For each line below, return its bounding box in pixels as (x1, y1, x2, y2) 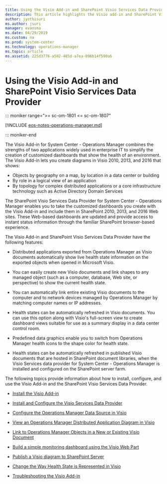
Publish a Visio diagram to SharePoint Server (12, 454, 104, 460)
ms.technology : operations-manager (5, 44, 79, 49)
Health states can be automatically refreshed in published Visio (12, 350, 142, 356)
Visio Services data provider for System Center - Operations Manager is (12, 361, 160, 366)
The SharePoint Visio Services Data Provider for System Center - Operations (5, 198, 162, 204)
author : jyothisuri (5, 16, 46, 21)
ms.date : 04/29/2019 (5, 30, 48, 35)
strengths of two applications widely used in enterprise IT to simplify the (5, 147, 153, 153)
